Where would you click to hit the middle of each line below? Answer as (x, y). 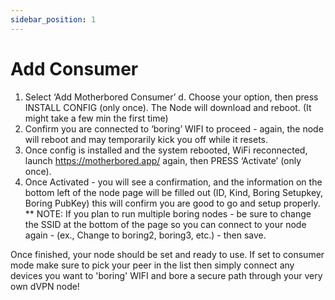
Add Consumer (74, 68)
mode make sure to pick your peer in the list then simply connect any (152, 265)
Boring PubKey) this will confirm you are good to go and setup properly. (172, 203)
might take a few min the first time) (96, 118)
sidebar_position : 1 (53, 19)
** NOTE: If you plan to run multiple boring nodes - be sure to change (168, 213)
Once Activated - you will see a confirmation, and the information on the (173, 182)
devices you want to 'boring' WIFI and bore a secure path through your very (166, 275)
